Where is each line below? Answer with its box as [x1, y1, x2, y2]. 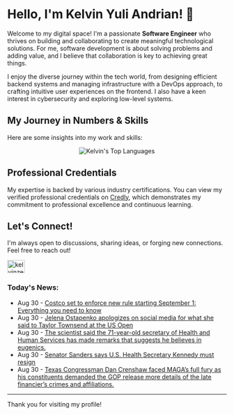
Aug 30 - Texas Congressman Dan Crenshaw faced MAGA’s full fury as [17, 365, 221, 373]
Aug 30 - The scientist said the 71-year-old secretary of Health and [17, 328, 210, 336]
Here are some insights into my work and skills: [7, 133, 143, 141]
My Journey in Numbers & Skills [7, 115, 149, 127]
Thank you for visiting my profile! [7, 400, 102, 408]
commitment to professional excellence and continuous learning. [7, 200, 193, 208]
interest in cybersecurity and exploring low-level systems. [7, 94, 173, 103]
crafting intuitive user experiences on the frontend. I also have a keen [7, 87, 207, 95]
